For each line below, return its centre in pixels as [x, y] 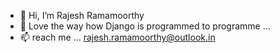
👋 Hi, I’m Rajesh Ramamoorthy [82, 15]
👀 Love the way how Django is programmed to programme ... [145, 26]
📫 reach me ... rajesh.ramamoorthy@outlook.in [117, 37]
